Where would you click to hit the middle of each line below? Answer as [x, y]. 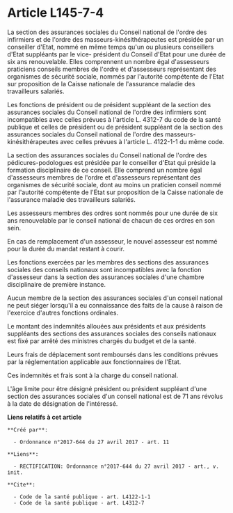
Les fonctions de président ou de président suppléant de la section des [109, 104]
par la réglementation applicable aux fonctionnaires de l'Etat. [94, 362]
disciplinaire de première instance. [57, 284]
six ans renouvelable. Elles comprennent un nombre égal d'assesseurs [109, 61]
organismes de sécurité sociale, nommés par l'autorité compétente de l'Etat [116, 76]
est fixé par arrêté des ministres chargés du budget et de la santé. [102, 341]
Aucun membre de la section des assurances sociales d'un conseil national [115, 298]
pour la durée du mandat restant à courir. [66, 248]
